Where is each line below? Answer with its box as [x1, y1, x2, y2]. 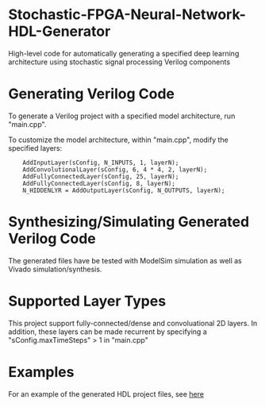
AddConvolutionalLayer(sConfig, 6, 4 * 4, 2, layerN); [22, 165, 208, 174]
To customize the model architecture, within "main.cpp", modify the [8, 135, 229, 144]
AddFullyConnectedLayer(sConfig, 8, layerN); [22, 179, 176, 187]
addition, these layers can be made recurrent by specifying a [8, 327, 208, 336]
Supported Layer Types [8, 292, 167, 310]
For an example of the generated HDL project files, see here [8, 389, 205, 398]
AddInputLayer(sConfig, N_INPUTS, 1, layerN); [22, 159, 179, 167]
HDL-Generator [8, 22, 111, 40]
